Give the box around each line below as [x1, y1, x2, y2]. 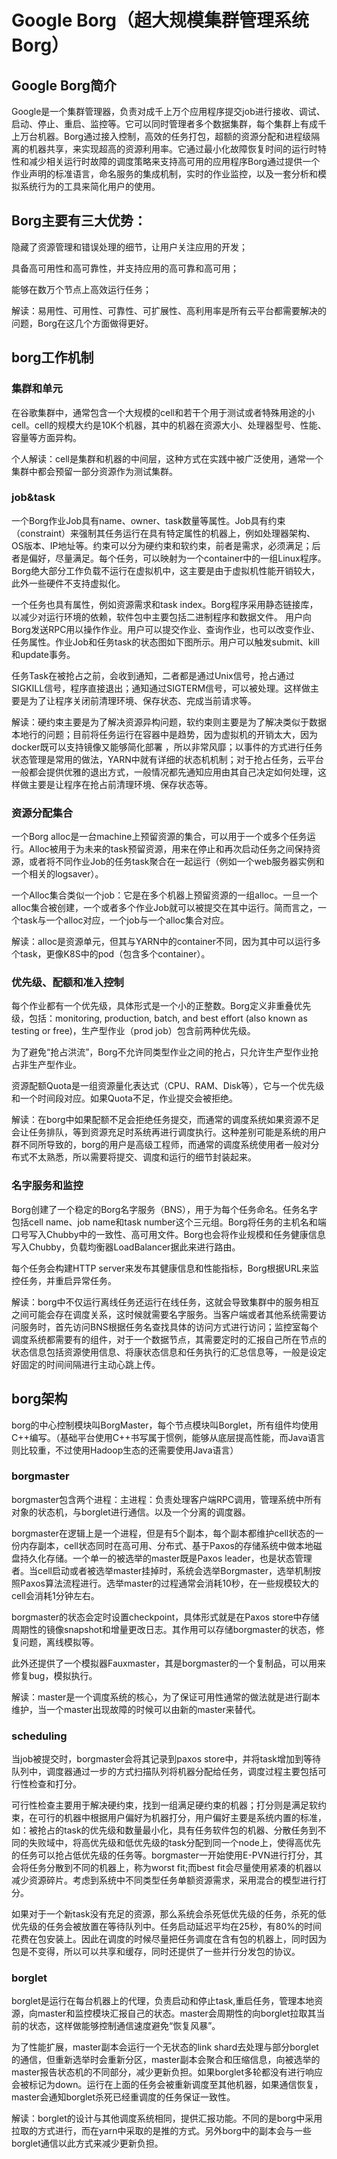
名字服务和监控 [11, 1179, 84, 1193]
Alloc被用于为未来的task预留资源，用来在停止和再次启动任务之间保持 [28, 843, 313, 855]
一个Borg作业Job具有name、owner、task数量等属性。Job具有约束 [11, 514, 286, 526]
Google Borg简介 [11, 77, 118, 94]
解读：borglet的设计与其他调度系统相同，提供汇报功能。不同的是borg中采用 [11, 2112, 323, 2125]
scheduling [11, 1729, 68, 1743]
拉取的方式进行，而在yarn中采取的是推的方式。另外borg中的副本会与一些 [11, 2125, 313, 2137]
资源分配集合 [11, 806, 74, 820]
